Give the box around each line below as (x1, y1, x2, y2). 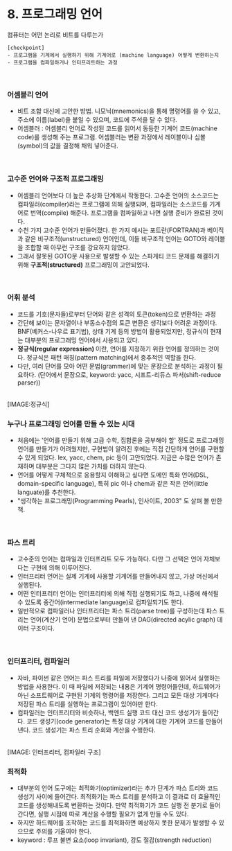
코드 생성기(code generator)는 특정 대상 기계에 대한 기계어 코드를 (26, 717, 204, 725)
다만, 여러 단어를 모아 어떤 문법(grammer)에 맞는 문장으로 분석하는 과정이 (17, 362, 216, 370)
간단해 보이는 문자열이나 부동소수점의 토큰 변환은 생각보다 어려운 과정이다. (17, 318, 217, 326)
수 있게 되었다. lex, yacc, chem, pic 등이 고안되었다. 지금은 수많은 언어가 (17, 453, 215, 462)
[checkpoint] (7, 44, 45, 51)
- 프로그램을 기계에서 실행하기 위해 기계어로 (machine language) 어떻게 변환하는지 (7, 51, 220, 59)
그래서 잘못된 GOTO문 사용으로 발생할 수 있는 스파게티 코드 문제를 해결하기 (17, 252, 220, 260)
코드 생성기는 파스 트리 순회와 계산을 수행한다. (32, 726, 156, 734)
